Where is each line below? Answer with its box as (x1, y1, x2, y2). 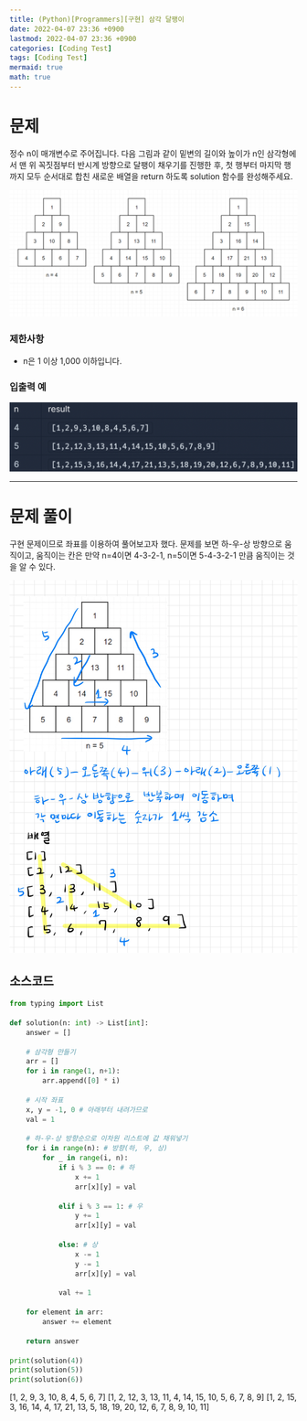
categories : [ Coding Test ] (9, 44, 112, 53)
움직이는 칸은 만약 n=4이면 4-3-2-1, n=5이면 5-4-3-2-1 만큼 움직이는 (36, 550, 286, 561)
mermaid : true (9, 63, 64, 72)
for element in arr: (26, 1308, 104, 1317)
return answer (26, 1336, 79, 1346)
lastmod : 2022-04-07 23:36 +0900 (9, 34, 137, 43)
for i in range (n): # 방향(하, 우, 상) (26, 1144, 168, 1153)
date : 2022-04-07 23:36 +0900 (9, 24, 125, 34)
